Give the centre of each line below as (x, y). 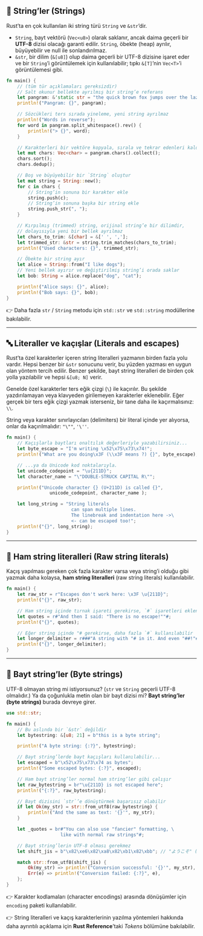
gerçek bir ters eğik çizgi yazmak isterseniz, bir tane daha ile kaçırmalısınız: (100, 402)
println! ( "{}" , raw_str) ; (50, 600)
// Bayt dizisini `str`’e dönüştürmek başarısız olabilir (92, 801)
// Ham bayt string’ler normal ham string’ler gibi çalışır (94, 779)
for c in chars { (39, 186)
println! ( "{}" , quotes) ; (48, 622)
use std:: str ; (24, 713)
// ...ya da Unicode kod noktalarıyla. (67, 465)
